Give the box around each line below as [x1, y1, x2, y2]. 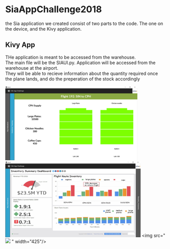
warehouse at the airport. [5, 65, 59, 71]
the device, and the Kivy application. [5, 25, 82, 32]
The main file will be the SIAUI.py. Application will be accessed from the [5, 60, 156, 66]
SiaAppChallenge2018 [5, 4, 102, 15]
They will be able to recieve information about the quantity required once [5, 70, 158, 76]
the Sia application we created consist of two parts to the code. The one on [5, 20, 163, 26]
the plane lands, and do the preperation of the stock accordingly [5, 75, 140, 82]
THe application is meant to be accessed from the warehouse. [5, 54, 136, 60]
